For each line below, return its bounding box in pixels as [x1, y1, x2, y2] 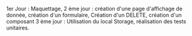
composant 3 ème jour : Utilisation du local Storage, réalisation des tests [6, 18, 187, 25]
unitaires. [6, 24, 30, 31]
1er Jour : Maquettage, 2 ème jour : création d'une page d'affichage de [6, 5, 183, 12]
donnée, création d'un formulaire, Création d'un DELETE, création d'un [6, 11, 182, 19]
